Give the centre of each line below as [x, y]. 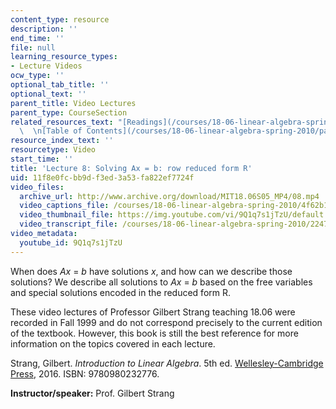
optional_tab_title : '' [60, 85]
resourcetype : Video [53, 150]
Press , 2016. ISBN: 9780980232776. [85, 373]
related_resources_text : [62, 122]
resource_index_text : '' [62, 141]
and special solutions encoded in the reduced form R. [121, 292]
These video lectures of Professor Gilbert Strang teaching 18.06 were [153, 312]
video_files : [37, 187]
